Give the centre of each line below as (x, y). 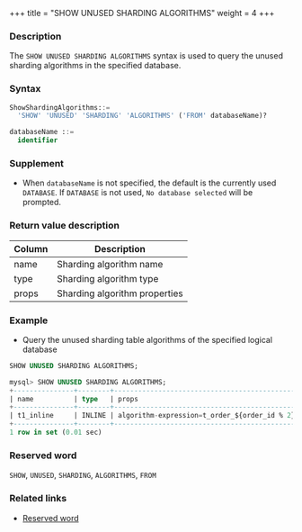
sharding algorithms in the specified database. (95, 66)
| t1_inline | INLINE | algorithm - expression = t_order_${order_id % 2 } (152, 416)
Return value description (64, 226)
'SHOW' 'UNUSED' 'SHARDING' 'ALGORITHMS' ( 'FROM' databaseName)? (142, 116)
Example (29, 320)
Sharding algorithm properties (120, 293)
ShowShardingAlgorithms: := (60, 107)
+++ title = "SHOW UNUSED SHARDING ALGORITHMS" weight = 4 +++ (142, 13)
